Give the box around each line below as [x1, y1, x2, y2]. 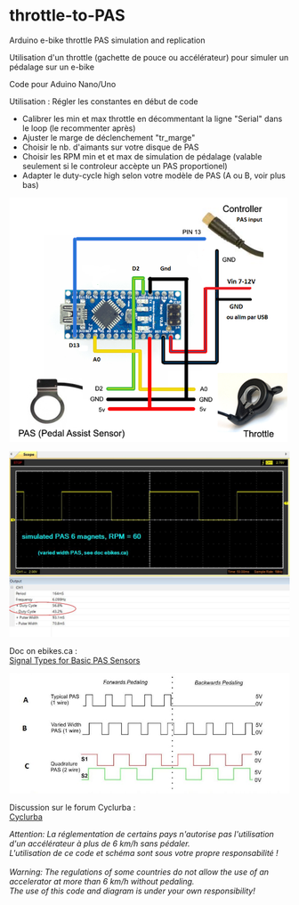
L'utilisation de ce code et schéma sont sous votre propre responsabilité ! [9, 847, 279, 858]
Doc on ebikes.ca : [9, 646, 78, 656]
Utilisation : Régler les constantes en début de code [9, 95, 198, 107]
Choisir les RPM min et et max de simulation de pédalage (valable [21, 151, 263, 161]
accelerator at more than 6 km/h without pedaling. [9, 876, 195, 886]
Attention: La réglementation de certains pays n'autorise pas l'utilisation [9, 828, 274, 839]
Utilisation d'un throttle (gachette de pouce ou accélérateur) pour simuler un [9, 52, 289, 62]
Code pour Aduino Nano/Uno [9, 78, 117, 89]
